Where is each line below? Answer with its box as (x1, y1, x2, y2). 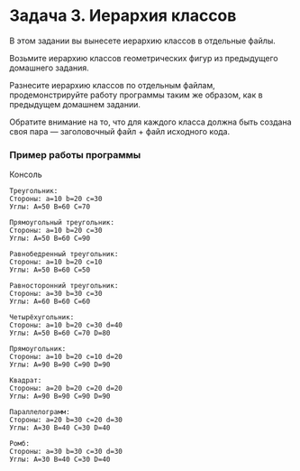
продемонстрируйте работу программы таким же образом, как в (9, 89, 263, 100)
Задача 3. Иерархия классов (9, 5, 237, 26)
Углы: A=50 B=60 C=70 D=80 (9, 328, 111, 338)
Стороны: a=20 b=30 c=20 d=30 (9, 416, 123, 425)
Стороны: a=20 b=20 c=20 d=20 (9, 384, 123, 393)
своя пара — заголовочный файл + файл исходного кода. (9, 125, 231, 136)
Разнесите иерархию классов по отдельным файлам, (9, 79, 216, 90)
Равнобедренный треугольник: (9, 250, 119, 259)
